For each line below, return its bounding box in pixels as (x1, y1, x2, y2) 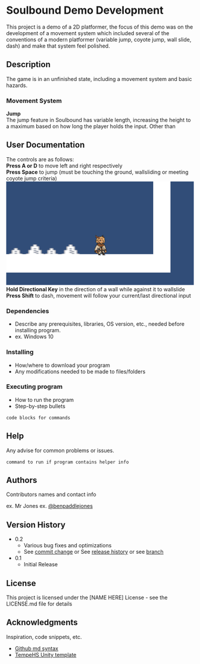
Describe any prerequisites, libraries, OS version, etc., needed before (14, 320, 185, 328)
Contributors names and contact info (6, 491, 96, 498)
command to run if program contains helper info (6, 459, 129, 465)
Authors (6, 475, 37, 485)
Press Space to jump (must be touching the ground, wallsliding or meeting (6, 168, 189, 176)
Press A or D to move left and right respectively (6, 162, 123, 169)
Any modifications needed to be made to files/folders (14, 367, 146, 375)
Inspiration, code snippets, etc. (6, 633, 82, 640)
